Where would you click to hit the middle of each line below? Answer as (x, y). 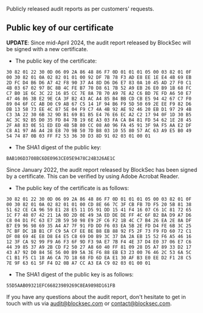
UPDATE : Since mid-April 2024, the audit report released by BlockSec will (99, 43)
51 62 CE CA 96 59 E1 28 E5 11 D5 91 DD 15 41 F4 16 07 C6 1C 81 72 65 (99, 209)
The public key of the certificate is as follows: (72, 188)
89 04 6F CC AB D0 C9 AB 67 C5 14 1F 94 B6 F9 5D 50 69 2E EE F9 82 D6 (99, 104)
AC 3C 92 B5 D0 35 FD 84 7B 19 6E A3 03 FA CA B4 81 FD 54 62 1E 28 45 (99, 120)
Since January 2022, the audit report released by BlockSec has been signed (102, 169)
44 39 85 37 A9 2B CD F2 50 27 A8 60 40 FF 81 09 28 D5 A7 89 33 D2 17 (99, 247)
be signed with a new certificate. (47, 49)
